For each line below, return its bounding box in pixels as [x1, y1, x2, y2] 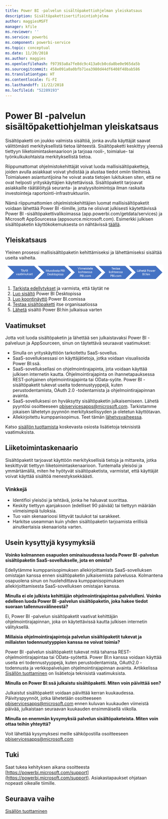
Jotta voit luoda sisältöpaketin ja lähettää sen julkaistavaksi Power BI [5, 334, 147, 340]
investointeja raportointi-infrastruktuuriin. [5, 190, 90, 196]
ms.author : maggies [5, 56, 46, 61]
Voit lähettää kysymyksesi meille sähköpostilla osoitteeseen [5, 730, 129, 736]
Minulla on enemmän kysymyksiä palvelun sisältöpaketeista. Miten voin [5, 715, 158, 721]
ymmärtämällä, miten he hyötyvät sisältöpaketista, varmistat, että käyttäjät [5, 467, 158, 473]
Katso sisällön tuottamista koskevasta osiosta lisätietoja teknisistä [5, 424, 140, 430]
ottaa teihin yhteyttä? [5, 721, 51, 727]
